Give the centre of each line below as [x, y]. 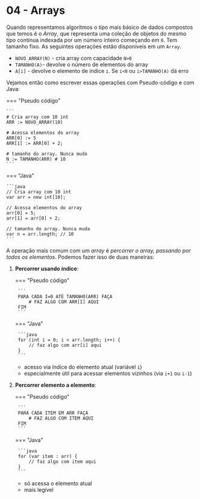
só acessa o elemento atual [58, 483]
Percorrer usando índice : [47, 268]
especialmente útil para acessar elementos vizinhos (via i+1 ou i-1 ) [108, 373]
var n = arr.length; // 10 [40, 234]
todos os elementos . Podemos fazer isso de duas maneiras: [80, 257]
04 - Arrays [36, 11]
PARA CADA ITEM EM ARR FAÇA [53, 413]
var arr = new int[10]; [36, 197]
